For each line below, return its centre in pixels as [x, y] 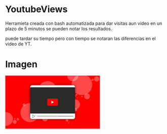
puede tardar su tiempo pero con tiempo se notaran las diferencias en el [80, 38]
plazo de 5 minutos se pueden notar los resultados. [59, 28]
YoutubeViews [36, 9]
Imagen [22, 64]
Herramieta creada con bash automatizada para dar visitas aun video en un [84, 23]
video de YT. [18, 43]
